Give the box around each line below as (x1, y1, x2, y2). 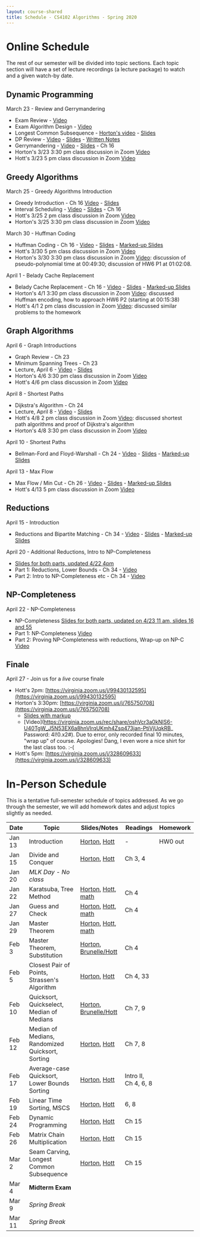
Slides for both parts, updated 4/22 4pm (14, 560, 114, 567)
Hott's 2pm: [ (14, 687, 48, 694)
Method (29, 892, 51, 901)
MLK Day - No (29, 868, 70, 876)
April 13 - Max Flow (6, 468, 54, 475)
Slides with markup (23, 712, 71, 719)
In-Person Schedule (6, 777, 107, 791)
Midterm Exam (29, 1183, 71, 1192)
